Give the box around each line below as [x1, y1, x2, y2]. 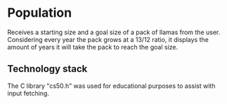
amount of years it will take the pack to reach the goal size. [7, 43, 179, 51]
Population [7, 5, 72, 21]
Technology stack [7, 63, 88, 75]
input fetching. [7, 89, 49, 97]
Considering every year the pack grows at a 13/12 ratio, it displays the [7, 35, 209, 43]
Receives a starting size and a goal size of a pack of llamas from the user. [7, 28, 221, 36]
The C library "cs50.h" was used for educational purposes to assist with [7, 82, 216, 90]
